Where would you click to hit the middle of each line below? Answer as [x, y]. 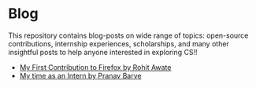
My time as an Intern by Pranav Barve [80, 75]
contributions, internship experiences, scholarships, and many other [119, 43]
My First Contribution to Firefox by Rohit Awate [95, 67]
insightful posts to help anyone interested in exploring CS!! [103, 52]
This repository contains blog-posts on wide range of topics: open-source [128, 35]
